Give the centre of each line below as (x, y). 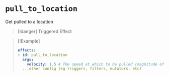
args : (28, 59)
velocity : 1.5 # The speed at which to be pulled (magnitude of (96, 64)
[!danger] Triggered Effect (45, 31)
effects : (27, 50)
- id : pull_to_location (43, 55)
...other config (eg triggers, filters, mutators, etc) (82, 69)
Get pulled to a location (29, 21)
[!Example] (29, 41)
